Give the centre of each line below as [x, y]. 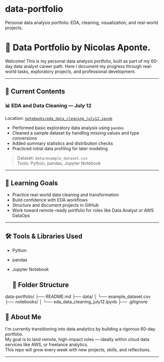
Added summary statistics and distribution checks [62, 143]
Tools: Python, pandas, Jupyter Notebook [59, 163]
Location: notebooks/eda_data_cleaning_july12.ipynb [59, 118]
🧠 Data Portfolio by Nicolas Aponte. [78, 48]
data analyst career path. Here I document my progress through [78, 66]
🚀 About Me [23, 317]
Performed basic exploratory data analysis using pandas [68, 128]
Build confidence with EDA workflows [50, 200]
